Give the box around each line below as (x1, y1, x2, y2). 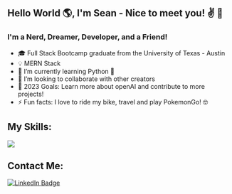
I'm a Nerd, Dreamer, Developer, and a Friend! (7, 32, 168, 42)
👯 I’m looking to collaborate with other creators (17, 75, 155, 83)
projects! (17, 90, 44, 98)
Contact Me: (7, 160, 64, 172)
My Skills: (7, 121, 52, 133)
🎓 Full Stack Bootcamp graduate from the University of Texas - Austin (17, 48, 226, 57)
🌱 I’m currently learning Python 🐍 (17, 67, 115, 75)
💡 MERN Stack (17, 59, 61, 68)
